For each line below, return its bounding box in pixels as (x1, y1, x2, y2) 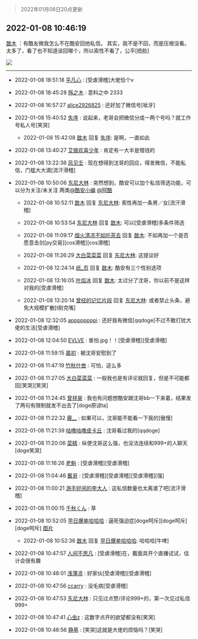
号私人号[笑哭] (14, 121, 50, 128)
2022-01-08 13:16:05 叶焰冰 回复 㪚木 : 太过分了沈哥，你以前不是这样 (23, 276, 190, 283)
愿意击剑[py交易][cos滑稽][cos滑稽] (23, 239, 110, 246)
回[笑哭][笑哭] (14, 382, 49, 389)
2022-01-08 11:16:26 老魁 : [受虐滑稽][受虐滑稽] (14, 459, 130, 466)
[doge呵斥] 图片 (14, 524, 54, 531)
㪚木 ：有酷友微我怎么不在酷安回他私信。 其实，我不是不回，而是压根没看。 (6, 40, 190, 47)
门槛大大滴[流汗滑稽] (25, 166, 76, 173)
